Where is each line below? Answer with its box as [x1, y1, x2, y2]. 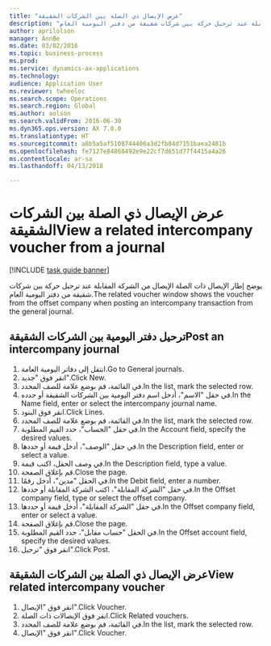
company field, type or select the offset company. [20, 492, 187, 502]
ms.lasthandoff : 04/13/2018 [9, 163, 104, 171]
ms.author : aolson [9, 110, 71, 118]
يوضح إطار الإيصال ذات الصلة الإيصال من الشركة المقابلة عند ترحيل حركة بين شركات [9, 281, 263, 291]
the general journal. [9, 306, 74, 316]
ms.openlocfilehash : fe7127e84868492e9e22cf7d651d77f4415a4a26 [9, 147, 227, 155]
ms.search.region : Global [9, 102, 96, 110]
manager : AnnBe [9, 34, 60, 43]
